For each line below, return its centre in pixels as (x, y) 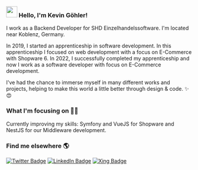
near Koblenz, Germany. (35, 34)
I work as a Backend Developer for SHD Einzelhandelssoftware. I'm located (98, 28)
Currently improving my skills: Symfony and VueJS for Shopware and (90, 124)
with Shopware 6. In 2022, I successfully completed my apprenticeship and (98, 59)
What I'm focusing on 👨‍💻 (42, 111)
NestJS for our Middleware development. (56, 130)
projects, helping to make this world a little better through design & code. (95, 89)
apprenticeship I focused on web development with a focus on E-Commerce (99, 52)
